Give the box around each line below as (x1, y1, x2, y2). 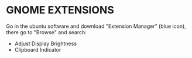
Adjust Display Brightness (14, 40, 77, 47)
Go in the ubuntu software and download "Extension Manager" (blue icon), (6, 23, 186, 30)
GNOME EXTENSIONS (6, 3, 114, 17)
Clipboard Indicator (14, 46, 61, 53)
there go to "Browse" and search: (6, 28, 87, 35)
